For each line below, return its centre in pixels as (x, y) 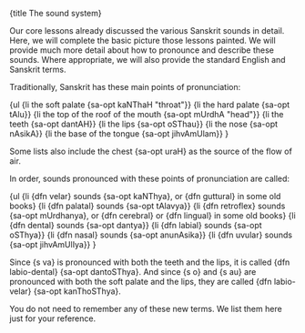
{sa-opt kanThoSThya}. (77, 291)
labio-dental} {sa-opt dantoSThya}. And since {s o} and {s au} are (133, 272)
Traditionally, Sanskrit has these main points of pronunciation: (125, 87)
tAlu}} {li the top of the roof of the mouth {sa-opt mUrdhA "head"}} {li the (147, 114)
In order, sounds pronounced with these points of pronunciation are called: (149, 178)
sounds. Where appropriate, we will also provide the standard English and (147, 60)
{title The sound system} (56, 13)
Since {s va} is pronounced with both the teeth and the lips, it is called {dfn (150, 262)
